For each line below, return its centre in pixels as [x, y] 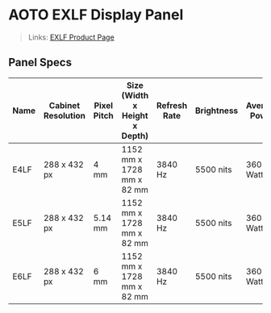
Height [135, 115]
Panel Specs [40, 63]
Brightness [217, 111]
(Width [135, 95]
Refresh [172, 105]
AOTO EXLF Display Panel [96, 15]
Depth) [135, 136]
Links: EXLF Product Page [71, 37]
